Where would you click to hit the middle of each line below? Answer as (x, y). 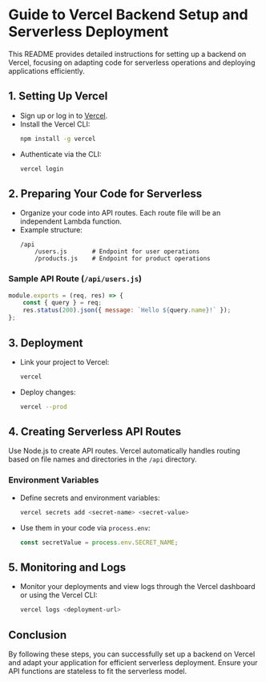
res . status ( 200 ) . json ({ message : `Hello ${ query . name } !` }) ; (127, 310)
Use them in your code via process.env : (85, 527)
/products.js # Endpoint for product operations (123, 259)
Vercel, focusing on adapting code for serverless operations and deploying (132, 63)
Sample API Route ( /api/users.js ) (75, 279)
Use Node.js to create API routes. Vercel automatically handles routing (124, 451)
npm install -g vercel (58, 139)
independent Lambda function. (71, 221)
